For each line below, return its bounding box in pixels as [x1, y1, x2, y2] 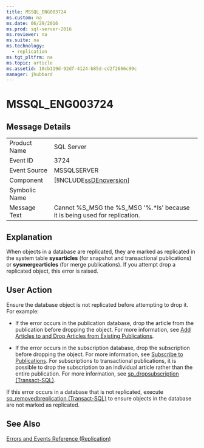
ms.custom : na [6, 15, 42, 21]
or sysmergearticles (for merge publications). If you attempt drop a [6, 261, 176, 268]
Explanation [6, 232, 53, 242]
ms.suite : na [6, 37, 39, 43]
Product [9, 139, 32, 147]
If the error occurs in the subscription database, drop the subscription [15, 344, 190, 351]
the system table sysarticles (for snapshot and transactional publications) [6, 254, 192, 262]
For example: [6, 307, 39, 315]
